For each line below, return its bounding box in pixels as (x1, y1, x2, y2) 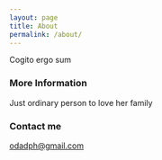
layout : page (9, 13, 58, 22)
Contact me (9, 120, 62, 132)
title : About (9, 22, 58, 31)
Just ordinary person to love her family (9, 97, 153, 108)
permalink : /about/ (9, 30, 83, 39)
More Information (9, 77, 87, 90)
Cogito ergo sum (9, 55, 72, 66)
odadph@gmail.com (9, 140, 84, 151)
